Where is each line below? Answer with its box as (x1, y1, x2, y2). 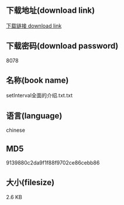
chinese (6, 127, 25, 134)
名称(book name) (6, 76, 69, 86)
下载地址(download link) (6, 5, 95, 16)
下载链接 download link (6, 22, 62, 29)
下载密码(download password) (6, 41, 119, 51)
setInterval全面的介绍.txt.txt (6, 92, 73, 99)
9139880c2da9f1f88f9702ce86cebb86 (6, 159, 100, 166)
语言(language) (6, 111, 63, 121)
